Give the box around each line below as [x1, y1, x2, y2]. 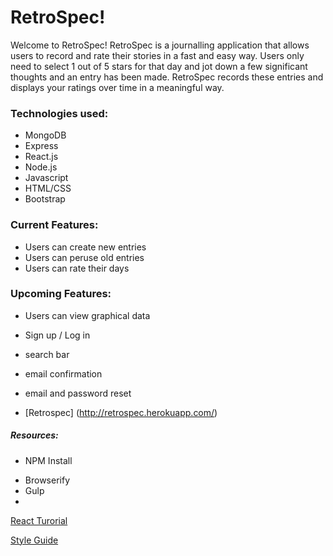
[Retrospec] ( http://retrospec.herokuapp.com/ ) [24, 406, 218, 418]
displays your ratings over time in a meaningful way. [10, 81, 225, 93]
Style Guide [10, 534, 59, 546]
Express [24, 140, 59, 152]
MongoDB [24, 129, 67, 141]
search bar [24, 348, 70, 360]
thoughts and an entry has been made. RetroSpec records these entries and [10, 71, 324, 83]
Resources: [10, 429, 59, 441]
